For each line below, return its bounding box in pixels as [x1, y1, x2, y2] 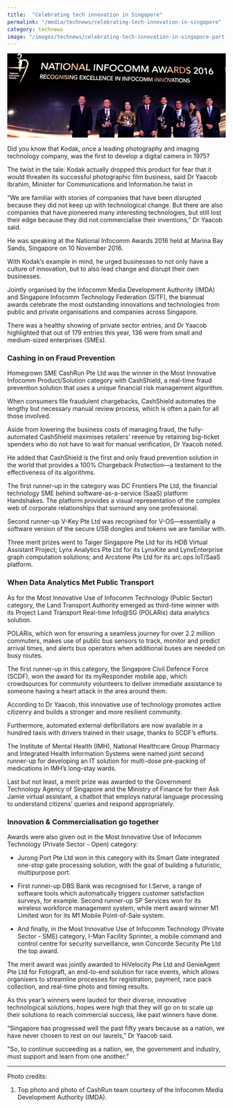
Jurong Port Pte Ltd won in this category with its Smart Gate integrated [17, 853, 220, 862]
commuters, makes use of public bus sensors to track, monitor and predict [7, 636, 221, 645]
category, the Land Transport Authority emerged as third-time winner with [7, 601, 219, 609]
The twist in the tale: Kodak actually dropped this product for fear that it [7, 165, 212, 174]
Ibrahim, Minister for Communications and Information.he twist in [7, 181, 193, 189]
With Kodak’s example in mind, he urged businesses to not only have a [7, 258, 209, 266]
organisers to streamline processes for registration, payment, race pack [7, 975, 212, 983]
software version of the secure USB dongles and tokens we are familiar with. [7, 525, 226, 533]
